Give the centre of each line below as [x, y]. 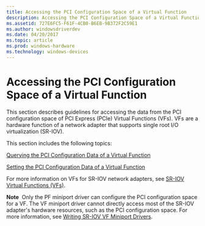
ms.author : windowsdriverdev [43, 29]
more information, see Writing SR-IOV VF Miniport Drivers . [80, 216]
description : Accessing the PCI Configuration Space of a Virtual [92, 18]
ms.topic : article [30, 40]
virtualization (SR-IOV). [35, 131]
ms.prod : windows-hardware [41, 46]
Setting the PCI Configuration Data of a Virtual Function [76, 167]
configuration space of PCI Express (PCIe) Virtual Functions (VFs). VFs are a [102, 118]
